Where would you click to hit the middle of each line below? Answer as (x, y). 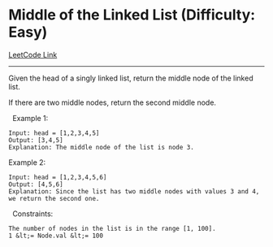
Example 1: (30, 118)
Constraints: (32, 214)
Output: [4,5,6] (36, 184)
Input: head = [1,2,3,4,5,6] (58, 177)
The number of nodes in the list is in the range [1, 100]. (113, 228)
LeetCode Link (33, 54)
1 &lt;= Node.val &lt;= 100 (56, 236)
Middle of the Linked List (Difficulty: (132, 15)
